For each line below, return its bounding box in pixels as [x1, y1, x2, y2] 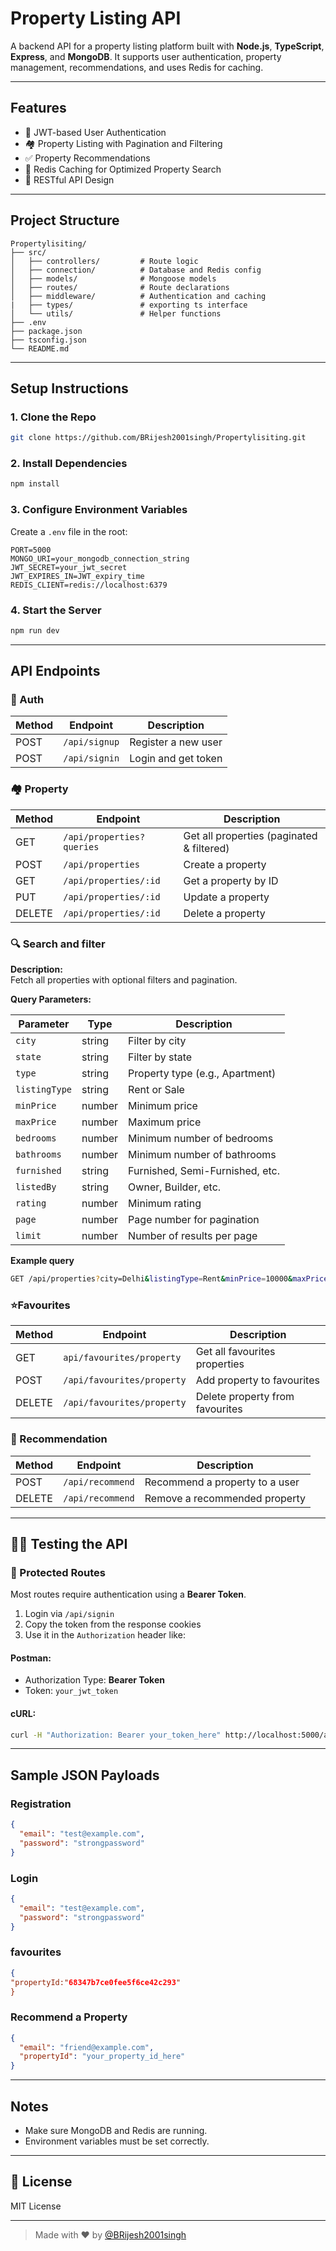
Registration [10, 1797, 72, 1811]
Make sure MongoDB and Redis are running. [24, 2125, 208, 2136]
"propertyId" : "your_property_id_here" [19, 2052, 186, 2062]
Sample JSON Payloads [10, 1767, 160, 1784]
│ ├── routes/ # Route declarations [10, 282, 230, 292]
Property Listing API [10, 7, 182, 30]
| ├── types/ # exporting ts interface [10, 300, 248, 310]
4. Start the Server [10, 603, 102, 617]
